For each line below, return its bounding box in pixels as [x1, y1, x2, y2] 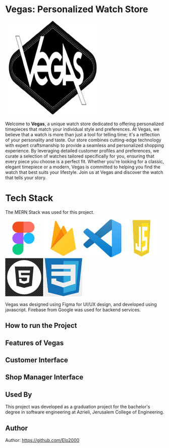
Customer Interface [5, 356, 68, 364]
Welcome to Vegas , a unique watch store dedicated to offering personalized [5, 121, 164, 127]
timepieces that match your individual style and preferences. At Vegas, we [5, 126, 160, 132]
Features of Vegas [5, 339, 64, 347]
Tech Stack [5, 193, 53, 204]
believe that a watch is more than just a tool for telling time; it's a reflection [5, 131, 160, 137]
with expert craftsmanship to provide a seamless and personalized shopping [5, 142, 164, 148]
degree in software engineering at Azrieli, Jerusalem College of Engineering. [5, 409, 164, 415]
